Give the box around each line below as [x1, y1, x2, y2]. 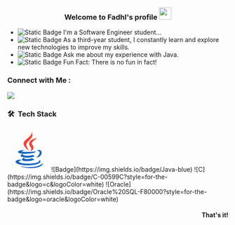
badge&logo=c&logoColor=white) [7, 179, 105, 189]
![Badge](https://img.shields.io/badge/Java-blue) [51, 165, 193, 173]
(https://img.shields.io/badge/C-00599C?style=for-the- [7, 172, 168, 181]
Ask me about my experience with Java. [62, 50, 179, 59]
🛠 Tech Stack [7, 109, 58, 118]
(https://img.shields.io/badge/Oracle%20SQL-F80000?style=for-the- [7, 187, 207, 196]
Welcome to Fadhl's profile [64, 12, 158, 22]
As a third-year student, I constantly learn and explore [62, 36, 220, 44]
